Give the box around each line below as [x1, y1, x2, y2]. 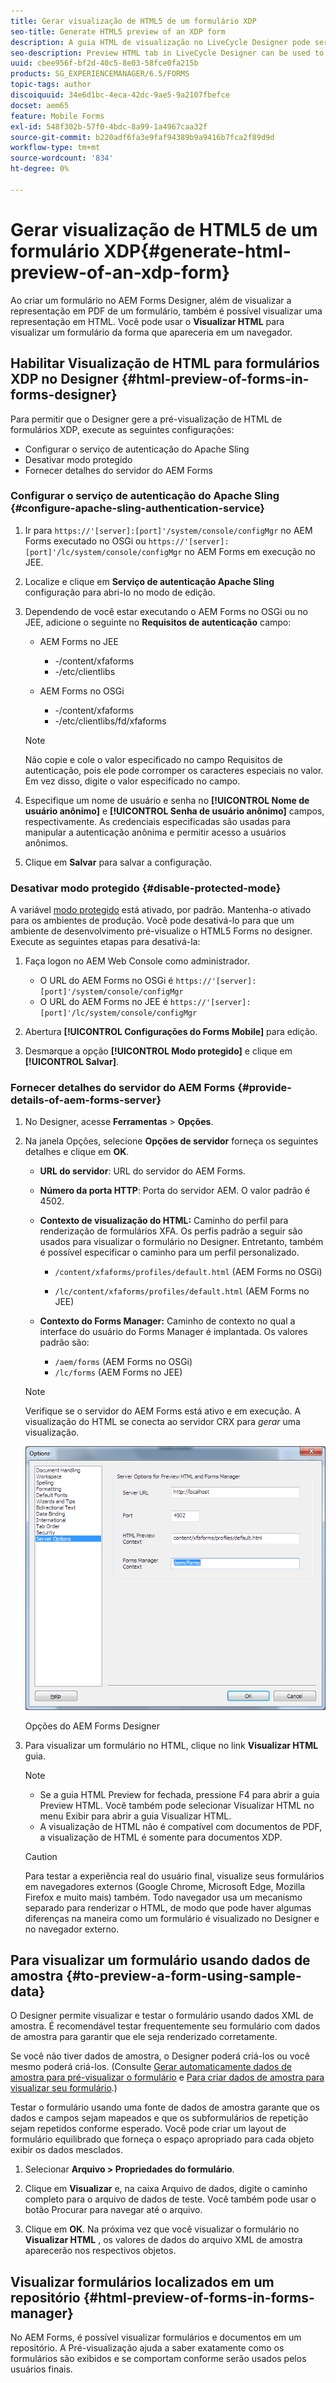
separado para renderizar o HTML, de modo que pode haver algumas [24, 1901, 312, 1914]
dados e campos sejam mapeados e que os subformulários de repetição [10, 2112, 309, 2124]
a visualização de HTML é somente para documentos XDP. [39, 1831, 283, 1843]
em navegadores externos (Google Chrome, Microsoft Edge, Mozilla [24, 1880, 306, 1892]
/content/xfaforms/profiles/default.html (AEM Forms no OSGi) [54, 1266, 323, 1278]
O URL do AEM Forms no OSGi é [39, 975, 174, 987]
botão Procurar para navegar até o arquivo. [24, 2204, 203, 2216]
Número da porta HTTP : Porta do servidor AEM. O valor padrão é [39, 1185, 311, 1197]
